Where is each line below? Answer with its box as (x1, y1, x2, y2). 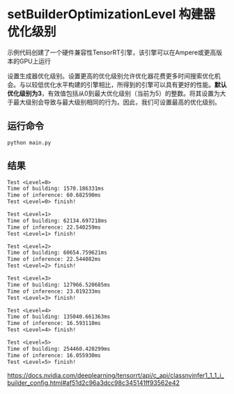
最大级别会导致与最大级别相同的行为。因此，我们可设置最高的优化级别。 (13, 98, 221, 106)
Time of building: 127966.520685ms (7, 281, 111, 288)
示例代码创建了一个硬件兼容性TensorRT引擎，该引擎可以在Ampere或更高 (7, 48, 217, 56)
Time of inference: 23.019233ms (7, 287, 101, 295)
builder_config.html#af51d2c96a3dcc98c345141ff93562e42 (7, 378, 180, 387)
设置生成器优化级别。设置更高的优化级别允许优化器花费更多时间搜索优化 (7, 71, 214, 80)
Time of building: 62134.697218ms (7, 217, 108, 224)
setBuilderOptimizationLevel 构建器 (7, 6, 216, 22)
